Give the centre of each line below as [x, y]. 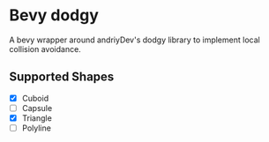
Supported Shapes [62, 77]
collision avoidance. [45, 49]
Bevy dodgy [54, 15]
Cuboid [35, 98]
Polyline [36, 128]
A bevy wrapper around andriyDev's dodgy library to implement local [134, 40]
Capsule [37, 108]
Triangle [37, 118]
